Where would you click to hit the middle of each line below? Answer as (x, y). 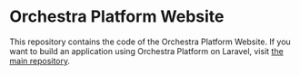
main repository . (40, 61)
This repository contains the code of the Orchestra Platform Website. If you (150, 42)
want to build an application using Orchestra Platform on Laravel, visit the (146, 51)
